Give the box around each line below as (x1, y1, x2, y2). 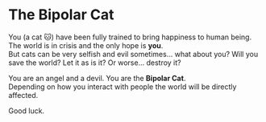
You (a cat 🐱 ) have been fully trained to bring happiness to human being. (8, 32, 252, 42)
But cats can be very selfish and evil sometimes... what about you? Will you (8, 49, 259, 59)
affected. (8, 90, 39, 100)
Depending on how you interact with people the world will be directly (8, 82, 237, 91)
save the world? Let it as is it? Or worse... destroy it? (8, 58, 181, 67)
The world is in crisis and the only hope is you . (8, 40, 164, 50)
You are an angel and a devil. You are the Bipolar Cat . (8, 73, 186, 83)
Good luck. (8, 106, 45, 116)
